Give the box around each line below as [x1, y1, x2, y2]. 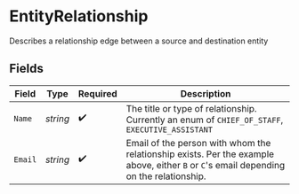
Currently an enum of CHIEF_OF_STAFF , [125, 113, 284, 126]
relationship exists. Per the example [125, 148, 274, 160]
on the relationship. [125, 170, 206, 182]
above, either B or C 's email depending [125, 159, 286, 171]
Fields [9, 61, 44, 76]
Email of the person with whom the [125, 136, 271, 149]
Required [77, 87, 117, 99]
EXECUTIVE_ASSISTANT [125, 124, 214, 135]
